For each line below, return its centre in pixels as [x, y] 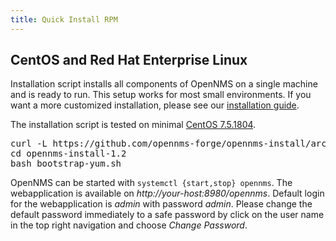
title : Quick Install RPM [64, 19]
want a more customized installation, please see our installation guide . [155, 105]
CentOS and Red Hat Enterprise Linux [129, 60]
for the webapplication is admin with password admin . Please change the [161, 204]
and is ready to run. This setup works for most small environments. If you [161, 95]
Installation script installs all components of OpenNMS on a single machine [164, 84]
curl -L [29, 144]
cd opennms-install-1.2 [68, 154]
